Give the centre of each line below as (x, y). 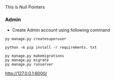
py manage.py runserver (29, 65)
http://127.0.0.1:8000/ (26, 73)
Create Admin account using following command (61, 30)
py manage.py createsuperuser (36, 39)
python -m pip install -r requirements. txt (51, 48)
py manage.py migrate (27, 60)
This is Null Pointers (25, 7)
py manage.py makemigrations (35, 56)
